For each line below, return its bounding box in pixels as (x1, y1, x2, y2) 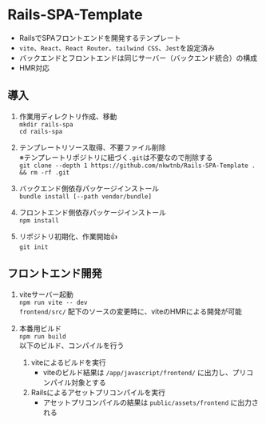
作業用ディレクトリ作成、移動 (18, 111, 117, 121)
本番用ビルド (18, 323, 62, 333)
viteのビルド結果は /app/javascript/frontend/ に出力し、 (42, 367, 233, 377)
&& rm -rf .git (18, 168, 70, 177)
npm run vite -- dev (18, 298, 88, 306)
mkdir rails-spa (18, 120, 73, 129)
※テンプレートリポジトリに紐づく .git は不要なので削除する (18, 152, 213, 162)
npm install (18, 216, 59, 225)
